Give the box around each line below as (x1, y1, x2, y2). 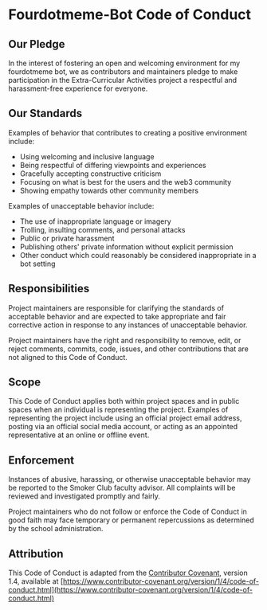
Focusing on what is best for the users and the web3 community (19, 177, 232, 186)
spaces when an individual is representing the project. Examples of (8, 405, 229, 415)
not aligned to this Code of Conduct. (8, 352, 128, 362)
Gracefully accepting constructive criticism (19, 169, 162, 178)
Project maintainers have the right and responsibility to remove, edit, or (8, 335, 241, 345)
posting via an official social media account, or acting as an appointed (8, 422, 238, 432)
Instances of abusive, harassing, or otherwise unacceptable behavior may (8, 475, 251, 484)
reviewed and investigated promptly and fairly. (8, 491, 161, 501)
